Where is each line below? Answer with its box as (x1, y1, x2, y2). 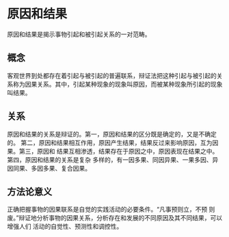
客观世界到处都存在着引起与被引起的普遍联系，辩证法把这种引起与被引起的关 (7, 71, 223, 79)
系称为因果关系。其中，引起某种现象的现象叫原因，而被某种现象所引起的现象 (7, 80, 223, 88)
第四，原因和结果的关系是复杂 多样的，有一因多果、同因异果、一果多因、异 (7, 155, 219, 164)
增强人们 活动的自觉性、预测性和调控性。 (7, 223, 123, 231)
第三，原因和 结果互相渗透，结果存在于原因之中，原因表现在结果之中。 (18, 147, 219, 155)
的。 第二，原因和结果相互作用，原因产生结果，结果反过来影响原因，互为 (7, 138, 213, 147)
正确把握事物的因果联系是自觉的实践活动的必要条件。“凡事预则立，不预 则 (7, 206, 215, 214)
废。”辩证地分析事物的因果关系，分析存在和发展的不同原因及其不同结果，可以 (7, 214, 223, 222)
